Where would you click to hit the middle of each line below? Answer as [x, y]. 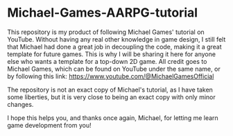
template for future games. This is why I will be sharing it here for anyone [112, 54]
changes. [20, 104]
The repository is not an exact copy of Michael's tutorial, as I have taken [110, 90]
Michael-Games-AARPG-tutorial [103, 13]
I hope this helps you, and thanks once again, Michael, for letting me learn [113, 118]
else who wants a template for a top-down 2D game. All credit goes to [107, 61]
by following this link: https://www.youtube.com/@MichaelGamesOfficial [111, 76]
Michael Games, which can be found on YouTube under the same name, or [114, 69]
